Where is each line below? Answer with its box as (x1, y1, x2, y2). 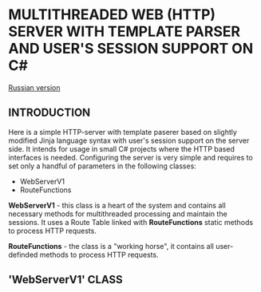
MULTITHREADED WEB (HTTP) (8, 6, 216, 24)
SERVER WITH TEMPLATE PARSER (8, 22, 241, 41)
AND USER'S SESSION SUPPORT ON (8, 40, 254, 57)
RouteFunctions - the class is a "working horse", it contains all (8, 241, 214, 251)
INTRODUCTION (8, 106, 91, 120)
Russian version (8, 82, 61, 93)
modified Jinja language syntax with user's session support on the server (8, 136, 250, 145)
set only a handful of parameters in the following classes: (8, 161, 197, 171)
